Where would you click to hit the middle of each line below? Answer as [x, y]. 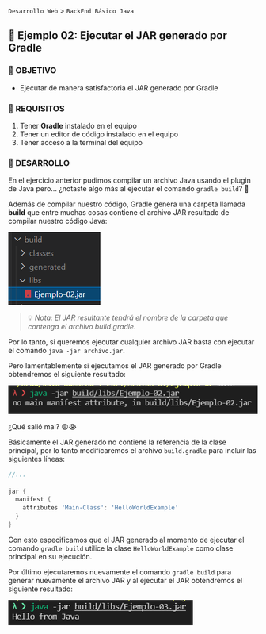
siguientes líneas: [37, 459]
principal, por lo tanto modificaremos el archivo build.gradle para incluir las [132, 450]
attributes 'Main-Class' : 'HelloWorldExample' [101, 508]
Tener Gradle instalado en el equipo [78, 125]
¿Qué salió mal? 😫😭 [43, 426]
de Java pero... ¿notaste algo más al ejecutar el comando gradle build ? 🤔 [129, 189]
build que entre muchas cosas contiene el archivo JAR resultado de [119, 213]
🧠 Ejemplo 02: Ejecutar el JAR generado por [118, 35]
